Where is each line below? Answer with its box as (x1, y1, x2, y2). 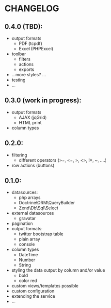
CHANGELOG (4, 3, 59, 14)
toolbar (11, 51, 26, 57)
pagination (11, 220, 33, 226)
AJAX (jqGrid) (18, 114, 47, 120)
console (18, 242, 35, 247)
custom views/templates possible (11, 283, 79, 289)
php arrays (18, 195, 41, 200)
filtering (11, 152, 28, 158)
